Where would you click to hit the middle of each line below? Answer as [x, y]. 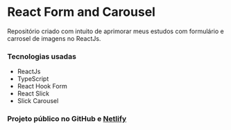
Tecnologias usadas [42, 56]
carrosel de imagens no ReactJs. [54, 38]
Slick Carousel [38, 101]
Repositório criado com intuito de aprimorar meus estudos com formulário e [115, 31]
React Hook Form [42, 86]
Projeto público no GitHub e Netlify [67, 119]
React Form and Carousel [82, 12]
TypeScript [33, 79]
